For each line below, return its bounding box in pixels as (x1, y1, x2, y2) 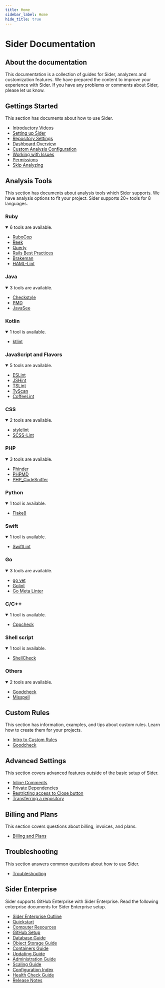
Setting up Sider (12, 130, 46, 136)
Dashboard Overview (12, 141, 56, 147)
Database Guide (12, 934, 46, 940)
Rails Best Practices (12, 250, 53, 256)
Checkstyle (12, 294, 36, 300)
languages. (5, 201, 28, 206)
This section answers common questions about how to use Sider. (5, 861, 140, 867)
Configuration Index (12, 966, 53, 972)
